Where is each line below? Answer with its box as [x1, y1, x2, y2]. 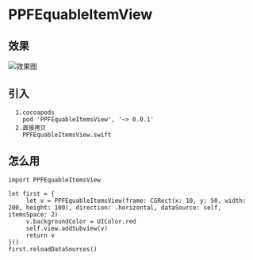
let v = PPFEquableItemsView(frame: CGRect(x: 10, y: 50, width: [25, 197, 247, 205]
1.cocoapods [15, 109, 56, 117]
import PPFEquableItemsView [8, 176, 102, 184]
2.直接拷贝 [15, 124, 47, 132]
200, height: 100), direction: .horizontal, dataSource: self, [8, 204, 222, 212]
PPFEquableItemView [8, 6, 153, 24]
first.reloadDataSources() [8, 245, 98, 253]
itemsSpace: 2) [8, 210, 59, 219]
